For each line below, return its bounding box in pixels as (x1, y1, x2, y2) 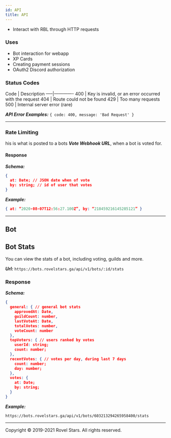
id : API (5, 7, 22, 13)
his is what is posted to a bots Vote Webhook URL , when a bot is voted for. (5, 140, 162, 146)
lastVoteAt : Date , (14, 319, 53, 324)
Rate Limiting (5, 129, 39, 136)
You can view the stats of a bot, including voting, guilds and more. (5, 256, 144, 262)
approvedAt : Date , (14, 309, 53, 315)
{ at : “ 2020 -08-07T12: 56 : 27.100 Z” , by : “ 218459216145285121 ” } (5, 206, 142, 211)
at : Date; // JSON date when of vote (10, 178, 90, 183)
